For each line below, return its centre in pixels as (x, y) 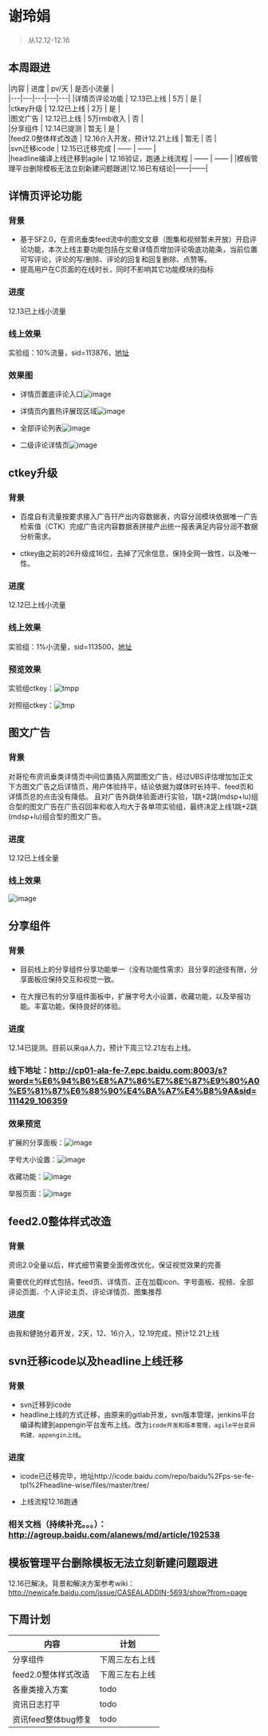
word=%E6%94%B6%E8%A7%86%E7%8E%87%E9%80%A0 (134, 1081)
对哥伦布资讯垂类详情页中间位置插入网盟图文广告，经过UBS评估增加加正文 (131, 777)
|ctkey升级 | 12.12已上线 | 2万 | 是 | (65, 108)
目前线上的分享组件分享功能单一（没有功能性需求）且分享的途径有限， (135, 969)
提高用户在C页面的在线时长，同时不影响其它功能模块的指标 (117, 269)
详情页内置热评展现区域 (58, 411)
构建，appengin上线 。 (53, 1435)
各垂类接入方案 (41, 1689)
